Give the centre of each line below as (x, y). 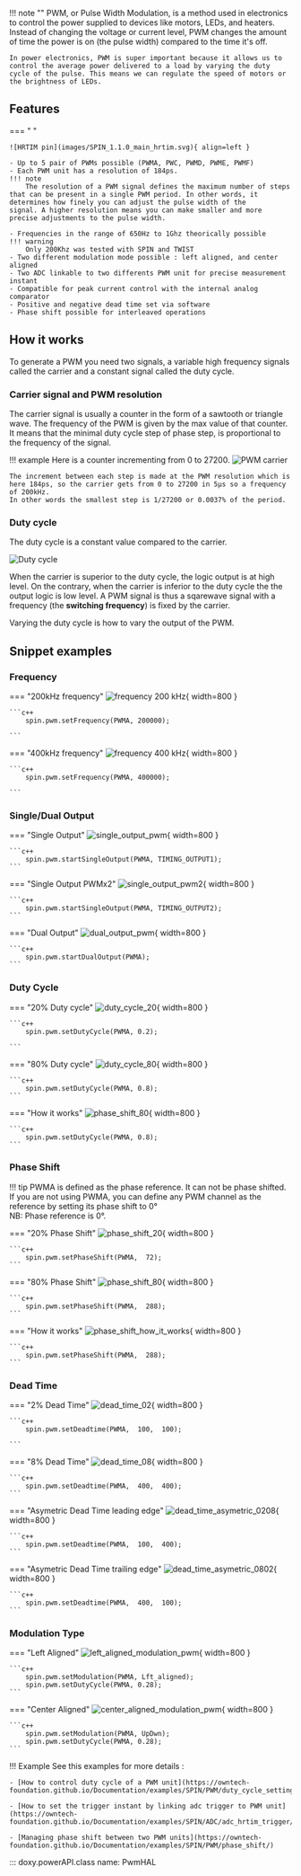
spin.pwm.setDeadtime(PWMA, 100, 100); (103, 1429)
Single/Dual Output (52, 815)
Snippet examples (60, 651)
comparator (30, 296)
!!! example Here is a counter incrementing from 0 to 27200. (120, 460)
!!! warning (31, 242)
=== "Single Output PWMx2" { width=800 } (132, 884)
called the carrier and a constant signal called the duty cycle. (122, 371)
